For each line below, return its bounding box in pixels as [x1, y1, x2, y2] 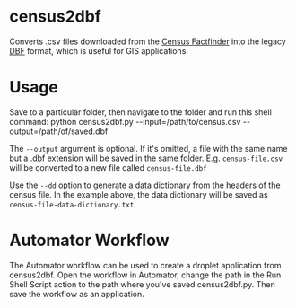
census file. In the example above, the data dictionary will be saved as [9, 189, 268, 199]
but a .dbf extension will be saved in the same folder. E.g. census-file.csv [9, 153, 283, 163]
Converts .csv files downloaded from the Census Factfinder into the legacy [9, 36, 287, 47]
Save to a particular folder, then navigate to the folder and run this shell [9, 106, 272, 118]
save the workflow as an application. [9, 288, 145, 299]
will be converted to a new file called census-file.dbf [9, 162, 208, 172]
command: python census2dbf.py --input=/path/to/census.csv [9, 116, 241, 127]
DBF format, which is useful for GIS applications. [9, 45, 188, 56]
